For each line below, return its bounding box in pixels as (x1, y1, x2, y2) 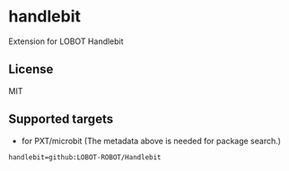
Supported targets (8, 112, 114, 127)
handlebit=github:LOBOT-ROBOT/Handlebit (8, 152, 162, 162)
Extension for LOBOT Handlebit (8, 36, 124, 47)
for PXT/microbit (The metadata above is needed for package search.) (21, 135, 282, 146)
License (8, 62, 54, 77)
